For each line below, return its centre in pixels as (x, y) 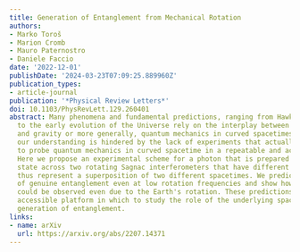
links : (21, 217)
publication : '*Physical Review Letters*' (89, 101)
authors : (25, 26)
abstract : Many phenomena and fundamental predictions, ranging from (142, 117)
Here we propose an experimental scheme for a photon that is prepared (154, 159)
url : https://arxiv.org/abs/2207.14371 (92, 233)
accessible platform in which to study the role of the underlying (146, 201)
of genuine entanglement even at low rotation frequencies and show (147, 184)
